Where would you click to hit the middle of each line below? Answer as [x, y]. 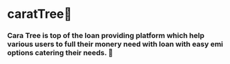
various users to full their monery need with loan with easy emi [115, 44]
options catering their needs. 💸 [60, 53]
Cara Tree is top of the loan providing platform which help [106, 36]
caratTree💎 [40, 14]
